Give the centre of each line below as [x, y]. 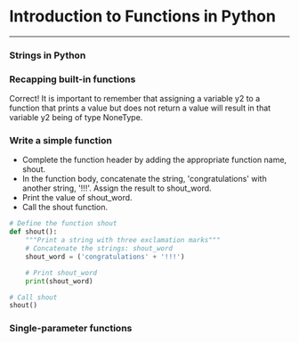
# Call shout [33, 297]
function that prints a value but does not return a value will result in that [140, 108]
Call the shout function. [65, 208]
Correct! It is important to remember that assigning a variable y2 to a [135, 99]
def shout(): [33, 232]
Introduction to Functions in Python [142, 16]
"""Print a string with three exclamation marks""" [123, 241]
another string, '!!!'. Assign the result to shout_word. [117, 188]
